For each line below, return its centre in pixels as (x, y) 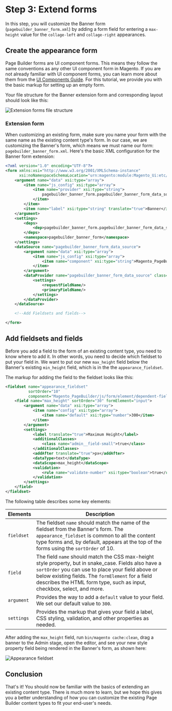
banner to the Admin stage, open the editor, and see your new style (76, 643)
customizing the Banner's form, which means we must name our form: (79, 146)
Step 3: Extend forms (51, 9)
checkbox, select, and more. (70, 588)
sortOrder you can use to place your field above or (97, 569)
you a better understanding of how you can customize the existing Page (81, 697)
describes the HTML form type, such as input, (91, 582)
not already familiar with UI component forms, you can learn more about (81, 74)
